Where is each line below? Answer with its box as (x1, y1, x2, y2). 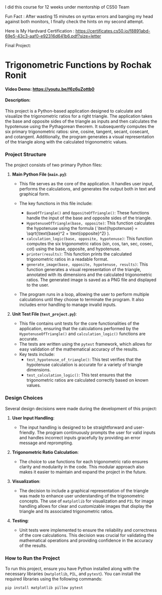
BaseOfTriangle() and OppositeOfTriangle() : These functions (26, 210, 149, 216)
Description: (5, 97, 30, 103)
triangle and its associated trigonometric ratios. (19, 508, 114, 514)
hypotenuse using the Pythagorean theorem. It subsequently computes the (5, 123, 155, 129)
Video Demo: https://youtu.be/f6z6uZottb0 (5, 86, 95, 92)
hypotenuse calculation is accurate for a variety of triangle (26, 362, 143, 368)
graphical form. (19, 191, 50, 197)
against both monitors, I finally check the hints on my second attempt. (5, 19, 144, 24)
